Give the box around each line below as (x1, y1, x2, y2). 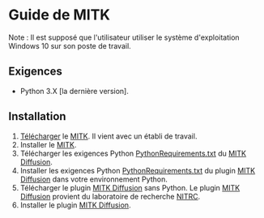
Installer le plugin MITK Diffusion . (19, 200, 131, 210)
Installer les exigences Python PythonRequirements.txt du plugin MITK (19, 165, 256, 175)
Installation (8, 109, 66, 123)
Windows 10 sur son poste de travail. (8, 41, 131, 50)
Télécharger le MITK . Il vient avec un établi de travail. (19, 131, 198, 141)
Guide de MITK (8, 6, 111, 24)
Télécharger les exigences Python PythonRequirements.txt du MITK (19, 148, 247, 158)
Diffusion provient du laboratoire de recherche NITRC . (19, 191, 201, 201)
